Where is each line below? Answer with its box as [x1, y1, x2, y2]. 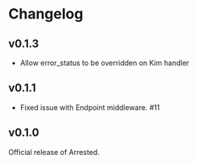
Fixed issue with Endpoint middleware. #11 [19, 102, 160, 112]
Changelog [8, 5, 84, 23]
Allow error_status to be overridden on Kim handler [19, 58, 190, 67]
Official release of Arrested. [8, 147, 101, 157]
